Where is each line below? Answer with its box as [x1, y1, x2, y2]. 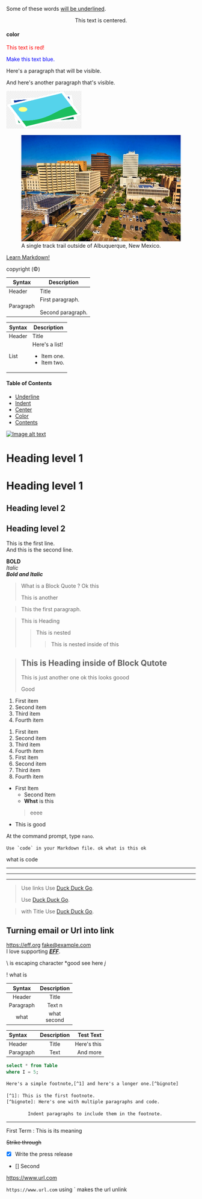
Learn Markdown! [6, 253, 50, 261]
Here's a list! [32, 341, 63, 348]
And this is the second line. [6, 546, 73, 553]
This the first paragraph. [20, 605, 81, 612]
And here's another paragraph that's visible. [6, 79, 115, 86]
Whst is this [23, 798, 54, 805]
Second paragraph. [40, 309, 88, 316]
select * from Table [6, 1063, 58, 1069]
